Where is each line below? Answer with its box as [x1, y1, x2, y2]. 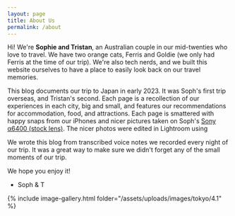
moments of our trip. [7, 153, 67, 161]
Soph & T [17, 181, 44, 189]
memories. [7, 73, 39, 81]
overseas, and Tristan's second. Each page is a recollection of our [7, 94, 200, 103]
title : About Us [7, 17, 55, 24]
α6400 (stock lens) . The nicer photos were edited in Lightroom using [7, 125, 208, 133]
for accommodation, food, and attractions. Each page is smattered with [7, 109, 215, 118]
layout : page [7, 10, 46, 18]
